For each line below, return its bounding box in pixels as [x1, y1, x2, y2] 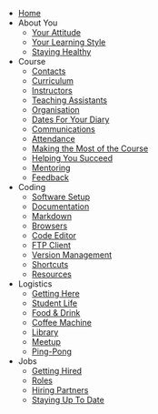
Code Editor [31, 230, 77, 240]
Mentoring [31, 163, 71, 173]
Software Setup [31, 191, 91, 202]
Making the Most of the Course [31, 143, 149, 154]
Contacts [31, 66, 66, 76]
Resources [31, 268, 73, 279]
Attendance [31, 134, 75, 144]
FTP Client [31, 240, 71, 250]
